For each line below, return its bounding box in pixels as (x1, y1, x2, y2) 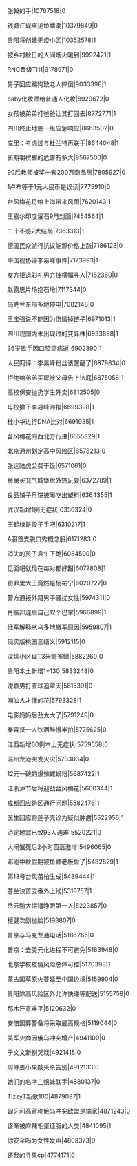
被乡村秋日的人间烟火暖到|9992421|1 (7, 51, 112, 59)
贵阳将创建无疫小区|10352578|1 (7, 36, 96, 44)
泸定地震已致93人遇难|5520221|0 (7, 828, 102, 836)
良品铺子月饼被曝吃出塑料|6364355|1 (7, 491, 112, 499)
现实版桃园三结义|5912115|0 (7, 638, 86, 645)
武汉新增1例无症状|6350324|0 (7, 505, 92, 514)
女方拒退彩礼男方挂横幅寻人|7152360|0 (7, 271, 118, 279)
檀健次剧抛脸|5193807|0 (7, 916, 76, 924)
